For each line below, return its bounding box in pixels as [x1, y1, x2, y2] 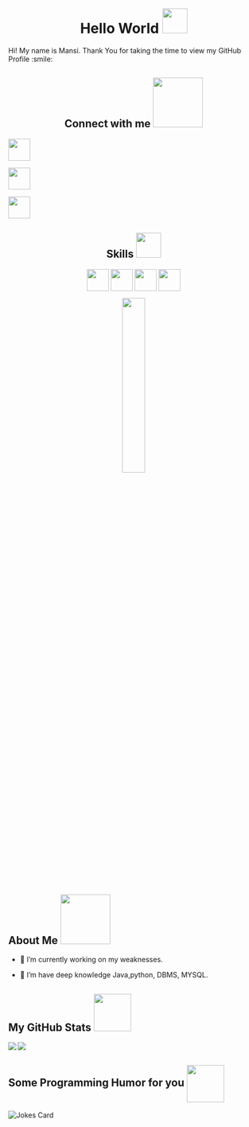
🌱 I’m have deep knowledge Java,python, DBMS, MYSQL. [19, 970, 208, 980]
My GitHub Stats [8, 1020, 91, 1034]
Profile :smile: [8, 54, 53, 64]
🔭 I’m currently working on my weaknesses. [19, 955, 163, 965]
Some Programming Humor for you [8, 1075, 185, 1090]
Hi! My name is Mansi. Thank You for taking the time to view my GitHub [8, 45, 242, 55]
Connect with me [64, 117, 151, 131]
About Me [8, 934, 58, 947]
